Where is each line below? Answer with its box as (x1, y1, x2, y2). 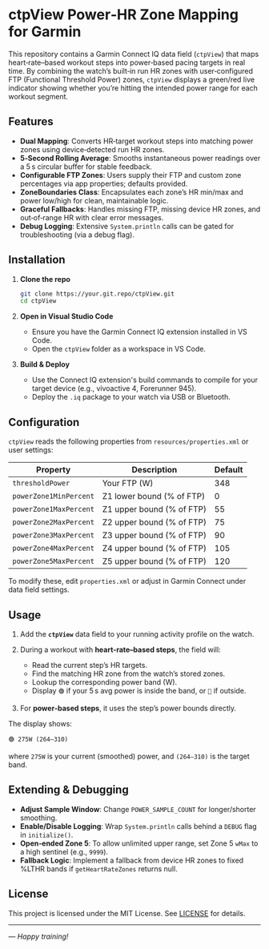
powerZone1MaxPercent (12, 505, 94, 514)
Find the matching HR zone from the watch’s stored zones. (31, 669, 226, 678)
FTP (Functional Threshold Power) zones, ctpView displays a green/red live (8, 74, 255, 84)
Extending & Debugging (8, 783, 130, 797)
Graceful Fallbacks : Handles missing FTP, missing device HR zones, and (19, 204, 261, 214)
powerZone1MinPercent (12, 492, 94, 501)
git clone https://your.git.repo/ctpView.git (19, 290, 175, 298)
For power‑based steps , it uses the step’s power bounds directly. (19, 703, 237, 713)
